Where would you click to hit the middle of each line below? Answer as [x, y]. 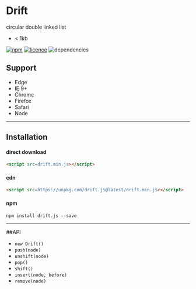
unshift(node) [32, 256]
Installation [27, 137]
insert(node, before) [41, 275]
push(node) [28, 250]
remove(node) [30, 281]
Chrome [24, 94]
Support [21, 68]
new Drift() [29, 244]
